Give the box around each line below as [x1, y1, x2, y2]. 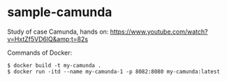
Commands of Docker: [7, 48, 73, 57]
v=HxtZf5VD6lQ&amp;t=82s [7, 34, 89, 43]
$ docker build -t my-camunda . [7, 62, 101, 69]
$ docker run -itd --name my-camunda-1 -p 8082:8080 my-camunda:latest [7, 68, 220, 75]
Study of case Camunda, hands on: [7, 27, 109, 36]
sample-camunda [7, 4, 112, 20]
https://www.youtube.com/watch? [110, 27, 208, 36]
